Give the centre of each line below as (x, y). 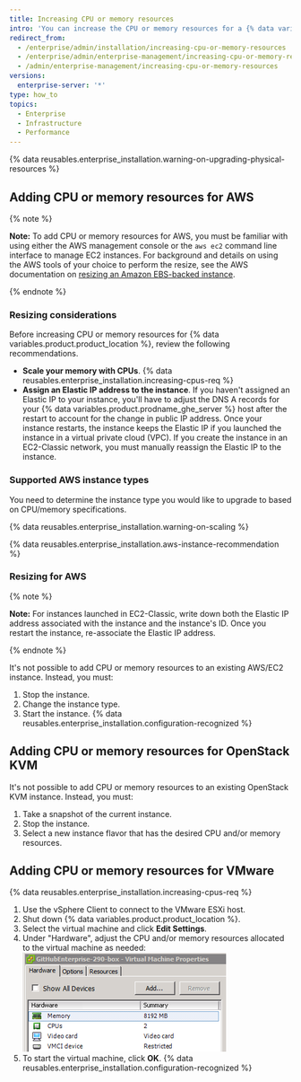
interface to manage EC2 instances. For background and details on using (144, 255)
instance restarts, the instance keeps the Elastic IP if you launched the (152, 428)
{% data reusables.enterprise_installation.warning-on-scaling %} (129, 526)
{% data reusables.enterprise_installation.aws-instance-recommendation (144, 544)
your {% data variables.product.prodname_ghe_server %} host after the (155, 409)
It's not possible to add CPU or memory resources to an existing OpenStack (149, 787)
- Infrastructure (50, 123)
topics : (24, 104)
